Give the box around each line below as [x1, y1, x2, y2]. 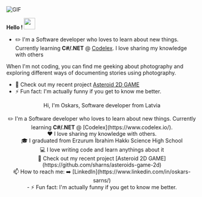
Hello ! [6, 24, 23, 31]
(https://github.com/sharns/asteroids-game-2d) [42, 161, 162, 169]
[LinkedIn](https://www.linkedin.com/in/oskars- [72, 168, 191, 175]
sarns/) [93, 177, 111, 184]
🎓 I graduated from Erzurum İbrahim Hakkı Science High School [21, 137, 183, 144]
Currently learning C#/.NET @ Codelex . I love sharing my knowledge [15, 45, 187, 52]
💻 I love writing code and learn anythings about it [39, 146, 164, 153]
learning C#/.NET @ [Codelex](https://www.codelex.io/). [31, 124, 173, 131]
